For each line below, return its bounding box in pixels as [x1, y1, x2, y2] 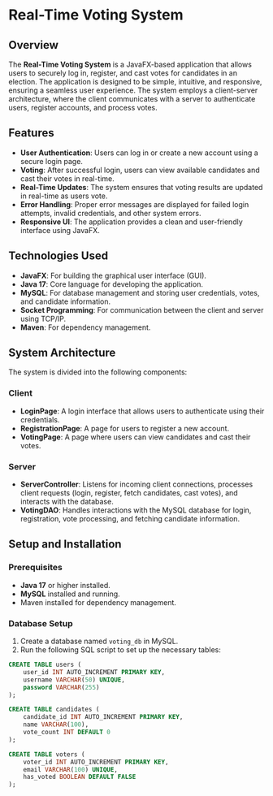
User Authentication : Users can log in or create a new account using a [19, 148, 258, 158]
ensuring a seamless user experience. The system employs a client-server [8, 85, 258, 95]
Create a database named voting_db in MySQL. [19, 636, 179, 647]
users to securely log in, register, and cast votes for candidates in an [8, 68, 238, 78]
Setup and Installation [8, 538, 122, 552]
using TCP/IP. [19, 314, 67, 323]
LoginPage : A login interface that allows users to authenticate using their [19, 406, 265, 416]
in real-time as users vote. [19, 191, 108, 201]
